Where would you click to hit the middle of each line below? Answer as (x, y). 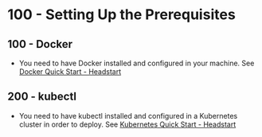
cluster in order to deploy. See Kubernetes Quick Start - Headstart (127, 124)
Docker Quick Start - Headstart (70, 72)
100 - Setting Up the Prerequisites (121, 15)
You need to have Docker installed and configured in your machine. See (137, 63)
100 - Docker (40, 44)
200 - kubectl (42, 97)
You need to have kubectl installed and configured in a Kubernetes (128, 115)
